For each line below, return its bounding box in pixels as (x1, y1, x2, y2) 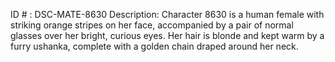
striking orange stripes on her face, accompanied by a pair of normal (10, 19, 294, 31)
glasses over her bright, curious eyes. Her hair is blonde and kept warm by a (10, 30, 325, 41)
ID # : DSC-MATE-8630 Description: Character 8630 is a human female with (10, 9, 325, 20)
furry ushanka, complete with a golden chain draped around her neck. (10, 40, 299, 52)
